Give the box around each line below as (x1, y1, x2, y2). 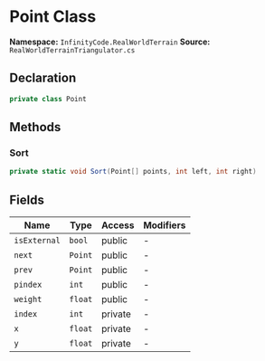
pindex (14, 280, 43, 290)
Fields (9, 192, 45, 207)
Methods (9, 119, 62, 135)
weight (14, 294, 43, 304)
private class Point (9, 94, 88, 103)
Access (100, 219, 135, 232)
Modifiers (143, 219, 186, 232)
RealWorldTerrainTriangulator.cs (9, 45, 136, 55)
